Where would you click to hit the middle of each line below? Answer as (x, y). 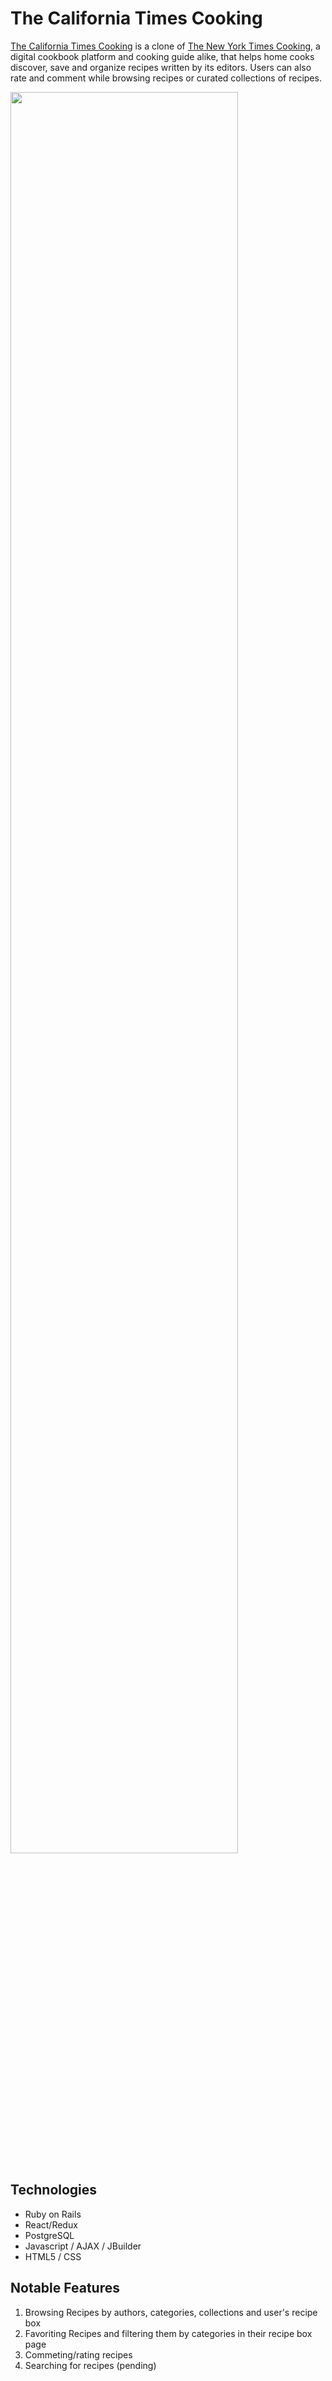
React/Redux (51, 2224)
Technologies (54, 2190)
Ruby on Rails (53, 2214)
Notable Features (65, 2288)
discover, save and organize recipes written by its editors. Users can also (161, 67)
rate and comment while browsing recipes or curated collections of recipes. (166, 78)
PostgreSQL (49, 2235)
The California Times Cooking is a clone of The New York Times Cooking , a (165, 46)
